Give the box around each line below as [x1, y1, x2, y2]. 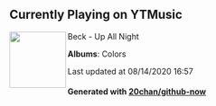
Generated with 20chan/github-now [67, 86, 207, 97]
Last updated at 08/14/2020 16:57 [67, 66, 194, 76]
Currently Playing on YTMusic [9, 7, 183, 22]
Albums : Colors [67, 49, 127, 59]
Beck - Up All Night [67, 31, 140, 41]
